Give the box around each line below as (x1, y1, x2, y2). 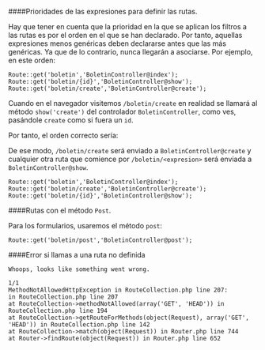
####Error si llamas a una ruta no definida (8, 250, 146, 259)
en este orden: (8, 55, 55, 65)
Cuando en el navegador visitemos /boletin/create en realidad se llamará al (8, 99, 258, 107)
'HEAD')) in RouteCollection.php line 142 (8, 321, 150, 329)
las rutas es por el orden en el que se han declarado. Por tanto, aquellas (8, 31, 243, 40)
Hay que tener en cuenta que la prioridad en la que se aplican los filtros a (8, 22, 248, 31)
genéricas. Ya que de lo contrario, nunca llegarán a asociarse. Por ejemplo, (8, 47, 253, 56)
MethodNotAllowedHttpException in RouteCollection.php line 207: (8, 286, 228, 294)
